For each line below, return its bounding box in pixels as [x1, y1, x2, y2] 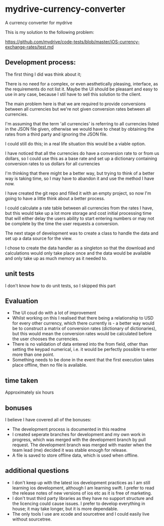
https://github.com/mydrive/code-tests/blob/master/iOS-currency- [5, 38, 140, 45]
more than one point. [12, 351, 55, 357]
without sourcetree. [12, 516, 52, 522]
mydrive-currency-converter [5, 3, 126, 15]
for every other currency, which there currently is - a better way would [12, 321, 155, 326]
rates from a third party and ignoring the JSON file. [5, 131, 108, 137]
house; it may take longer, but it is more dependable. [12, 505, 118, 512]
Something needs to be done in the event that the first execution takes [12, 357, 154, 363]
